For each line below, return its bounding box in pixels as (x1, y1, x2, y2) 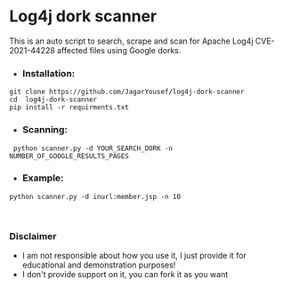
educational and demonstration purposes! (21, 260, 176, 270)
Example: (21, 172, 64, 184)
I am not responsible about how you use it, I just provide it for (21, 251, 247, 261)
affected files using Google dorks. (56, 44, 182, 55)
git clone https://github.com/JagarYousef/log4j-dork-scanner (9, 87, 245, 97)
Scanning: (21, 124, 69, 136)
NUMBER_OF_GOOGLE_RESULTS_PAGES (9, 151, 129, 161)
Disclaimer (9, 229, 57, 242)
